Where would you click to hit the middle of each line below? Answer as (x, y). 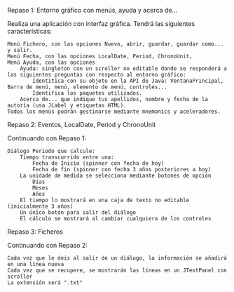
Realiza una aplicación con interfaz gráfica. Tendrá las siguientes (101, 24)
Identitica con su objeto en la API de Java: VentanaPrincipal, (128, 81)
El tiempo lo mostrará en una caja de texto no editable (105, 200)
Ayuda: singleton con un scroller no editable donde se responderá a (124, 69)
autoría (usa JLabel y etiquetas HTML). (67, 105)
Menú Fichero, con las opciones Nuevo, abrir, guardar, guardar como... (116, 44)
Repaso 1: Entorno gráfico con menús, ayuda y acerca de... (92, 10)
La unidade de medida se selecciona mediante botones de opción (116, 175)
